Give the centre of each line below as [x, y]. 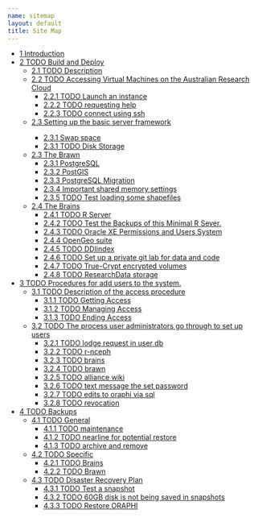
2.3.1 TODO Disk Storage [84, 147]
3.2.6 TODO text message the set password [115, 386]
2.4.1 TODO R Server [77, 215]
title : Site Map [35, 31]
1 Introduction [42, 54]
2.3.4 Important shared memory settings [110, 189]
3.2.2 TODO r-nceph [77, 352]
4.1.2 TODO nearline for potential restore [110, 437]
